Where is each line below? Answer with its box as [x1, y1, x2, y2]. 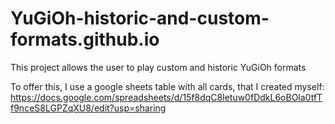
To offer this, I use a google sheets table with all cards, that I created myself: [10, 80, 325, 92]
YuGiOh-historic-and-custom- [10, 7, 270, 30]
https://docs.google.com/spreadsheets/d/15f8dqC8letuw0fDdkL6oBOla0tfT [10, 91, 323, 103]
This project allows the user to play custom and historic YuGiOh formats [10, 61, 307, 73]
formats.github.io [10, 28, 160, 51]
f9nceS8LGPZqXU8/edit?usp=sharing [10, 102, 167, 114]
